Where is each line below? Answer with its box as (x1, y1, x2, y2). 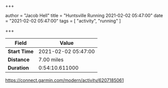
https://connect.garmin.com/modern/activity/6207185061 (5, 77, 124, 83)
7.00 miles (38, 56, 64, 63)
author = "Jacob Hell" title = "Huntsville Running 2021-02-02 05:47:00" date (5, 13, 163, 18)
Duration (8, 64, 29, 71)
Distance (8, 56, 30, 63)
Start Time (8, 48, 34, 55)
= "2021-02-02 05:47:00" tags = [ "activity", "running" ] (5, 18, 121, 24)
